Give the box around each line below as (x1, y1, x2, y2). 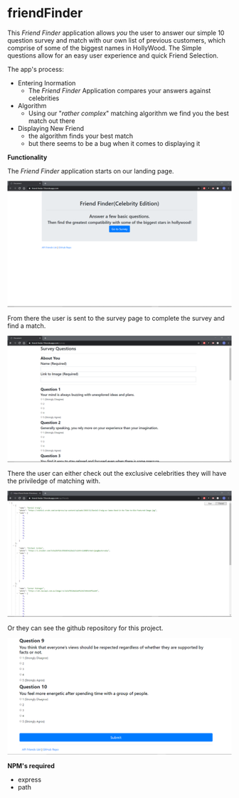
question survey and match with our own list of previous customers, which (7, 36, 226, 44)
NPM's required (7, 762, 55, 770)
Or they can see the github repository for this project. (7, 624, 164, 632)
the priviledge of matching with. (7, 477, 101, 485)
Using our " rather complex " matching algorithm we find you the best (28, 109, 229, 117)
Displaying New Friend (17, 124, 84, 132)
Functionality (7, 153, 48, 161)
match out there (28, 116, 75, 125)
